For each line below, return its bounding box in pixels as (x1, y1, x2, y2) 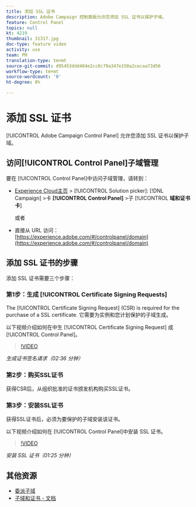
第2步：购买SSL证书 (6, 371, 63, 379)
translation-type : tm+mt (6, 57, 67, 63)
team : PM (6, 52, 27, 58)
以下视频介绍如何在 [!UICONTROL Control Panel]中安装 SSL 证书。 (6, 428, 167, 435)
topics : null (6, 25, 38, 31)
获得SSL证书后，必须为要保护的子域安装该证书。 (6, 416, 123, 423)
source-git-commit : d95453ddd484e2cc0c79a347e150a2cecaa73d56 (6, 63, 161, 69)
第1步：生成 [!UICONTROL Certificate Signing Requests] (6, 290, 168, 299)
